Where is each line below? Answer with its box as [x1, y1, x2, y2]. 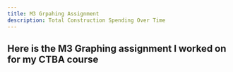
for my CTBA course [7, 53, 99, 65]
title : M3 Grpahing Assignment [7, 10, 100, 17]
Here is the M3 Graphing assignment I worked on [7, 43, 227, 55]
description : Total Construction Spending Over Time [7, 17, 166, 24]
